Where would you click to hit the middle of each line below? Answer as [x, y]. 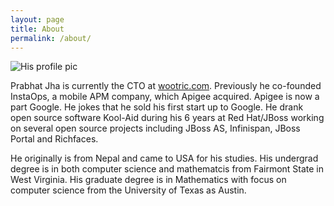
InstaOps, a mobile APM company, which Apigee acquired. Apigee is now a [165, 97]
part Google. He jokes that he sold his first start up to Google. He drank [157, 107]
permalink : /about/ [51, 38]
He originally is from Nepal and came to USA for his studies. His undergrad [164, 158]
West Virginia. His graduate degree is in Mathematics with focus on [148, 180]
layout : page [37, 19]
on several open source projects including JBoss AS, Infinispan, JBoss [155, 128]
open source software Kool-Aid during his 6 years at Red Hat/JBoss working [167, 118]
